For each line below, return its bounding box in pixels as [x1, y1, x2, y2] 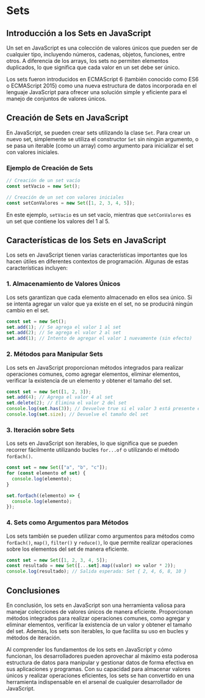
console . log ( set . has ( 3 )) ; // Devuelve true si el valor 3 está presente [6, 406, 195, 412]
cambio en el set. [6, 306, 50, 314]
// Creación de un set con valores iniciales [6, 194, 124, 200]
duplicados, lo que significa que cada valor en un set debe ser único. [6, 64, 180, 71]
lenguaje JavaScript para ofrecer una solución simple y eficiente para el [6, 89, 187, 95]
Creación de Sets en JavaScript [6, 112, 129, 123]
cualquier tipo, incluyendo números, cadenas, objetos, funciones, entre [6, 51, 185, 58]
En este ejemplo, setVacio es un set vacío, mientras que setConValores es [6, 211, 192, 218]
